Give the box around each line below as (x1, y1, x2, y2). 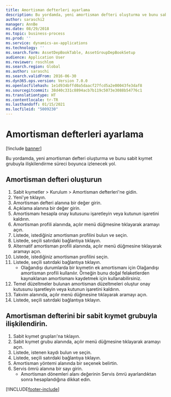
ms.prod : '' (6, 36, 31, 41)
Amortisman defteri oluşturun (6, 175, 102, 184)
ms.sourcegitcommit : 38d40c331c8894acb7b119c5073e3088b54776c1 (6, 87, 143, 93)
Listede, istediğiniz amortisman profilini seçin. (13, 254, 109, 260)
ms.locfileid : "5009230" (6, 107, 58, 112)
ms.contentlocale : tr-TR (6, 97, 58, 102)
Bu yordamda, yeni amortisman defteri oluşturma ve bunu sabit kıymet (6, 155, 153, 161)
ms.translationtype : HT (6, 93, 56, 98)
